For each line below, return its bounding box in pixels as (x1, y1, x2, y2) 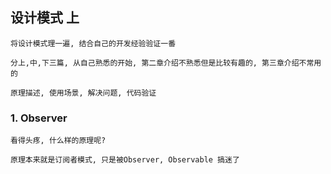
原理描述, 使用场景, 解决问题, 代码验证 (10, 88, 157, 98)
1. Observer (10, 111, 68, 125)
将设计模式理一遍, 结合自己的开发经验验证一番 (10, 38, 177, 48)
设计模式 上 (10, 9, 80, 27)
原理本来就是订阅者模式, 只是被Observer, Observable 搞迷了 (10, 155, 240, 165)
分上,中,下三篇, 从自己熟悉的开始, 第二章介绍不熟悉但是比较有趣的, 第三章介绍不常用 (10, 58, 322, 68)
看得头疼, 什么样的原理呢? (10, 136, 107, 146)
